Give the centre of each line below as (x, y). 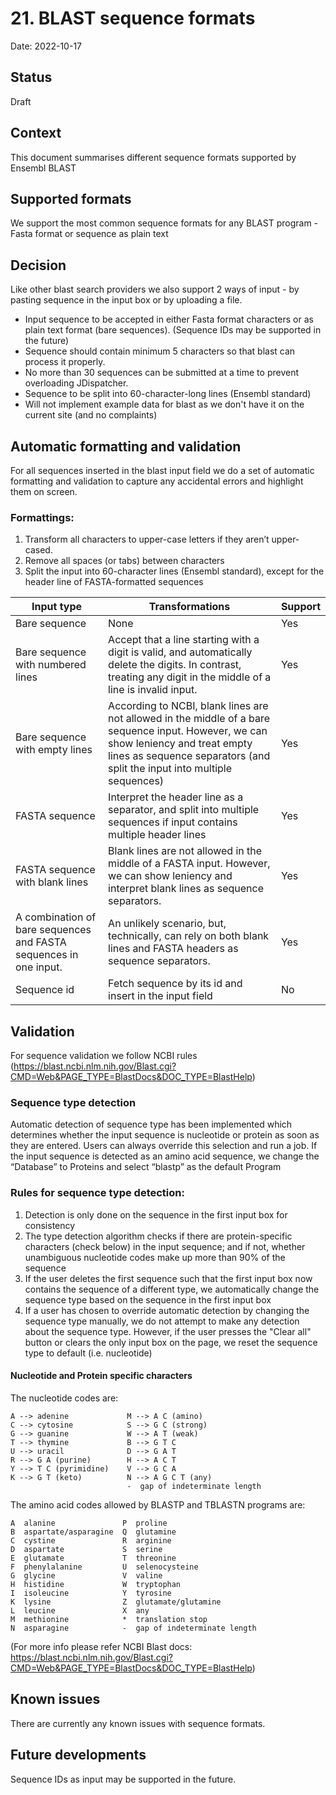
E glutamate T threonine (93, 1558)
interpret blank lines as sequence (186, 889)
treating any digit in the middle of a (190, 677)
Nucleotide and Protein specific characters (101, 1376)
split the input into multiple (170, 769)
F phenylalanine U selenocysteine (104, 1567)
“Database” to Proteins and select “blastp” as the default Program (146, 1167)
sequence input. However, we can (188, 731)
